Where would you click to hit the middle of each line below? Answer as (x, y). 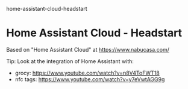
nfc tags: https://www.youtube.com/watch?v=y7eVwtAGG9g (90, 79)
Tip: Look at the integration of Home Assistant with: (70, 61)
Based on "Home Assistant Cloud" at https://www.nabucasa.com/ (88, 49)
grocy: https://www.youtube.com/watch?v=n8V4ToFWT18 (87, 73)
